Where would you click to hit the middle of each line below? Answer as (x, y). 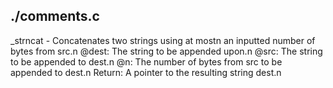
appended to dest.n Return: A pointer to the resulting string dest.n (146, 72)
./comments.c (55, 16)
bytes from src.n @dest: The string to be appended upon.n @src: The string (166, 51)
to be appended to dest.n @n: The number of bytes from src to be (146, 61)
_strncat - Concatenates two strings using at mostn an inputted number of (163, 40)
